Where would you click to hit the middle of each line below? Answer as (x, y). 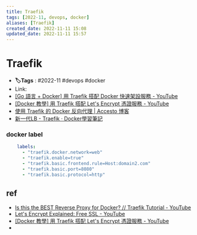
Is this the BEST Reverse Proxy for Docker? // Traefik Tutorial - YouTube (103, 207)
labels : (26, 147)
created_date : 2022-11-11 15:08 (46, 28)
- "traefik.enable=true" (53, 158)
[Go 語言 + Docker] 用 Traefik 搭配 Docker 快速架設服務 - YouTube (96, 96)
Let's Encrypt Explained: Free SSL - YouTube (70, 214)
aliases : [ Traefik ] (30, 23)
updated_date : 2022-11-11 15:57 (46, 34)
